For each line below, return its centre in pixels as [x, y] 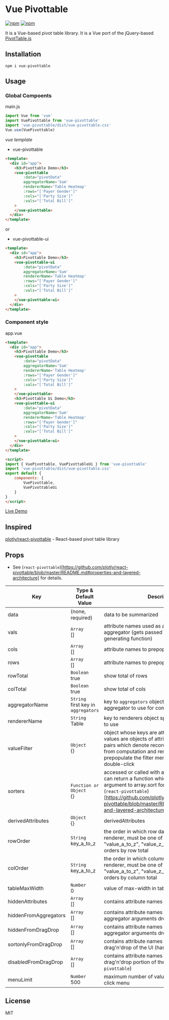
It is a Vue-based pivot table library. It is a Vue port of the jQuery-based [79, 33]
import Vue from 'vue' [29, 116]
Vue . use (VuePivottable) [30, 130]
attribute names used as [132, 626]
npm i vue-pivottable [28, 66]
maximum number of [129, 977]
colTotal [17, 689]
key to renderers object [131, 718]
